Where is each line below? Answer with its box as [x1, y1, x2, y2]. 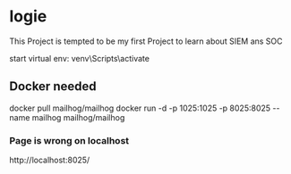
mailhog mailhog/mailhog [31, 112, 125, 122]
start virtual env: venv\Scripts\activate [9, 53, 150, 63]
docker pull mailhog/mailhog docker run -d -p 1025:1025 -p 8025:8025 [9, 103, 271, 113]
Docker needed [9, 79, 97, 95]
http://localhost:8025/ [9, 154, 90, 166]
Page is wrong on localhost [9, 134, 130, 146]
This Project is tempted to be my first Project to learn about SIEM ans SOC [9, 36, 284, 46]
